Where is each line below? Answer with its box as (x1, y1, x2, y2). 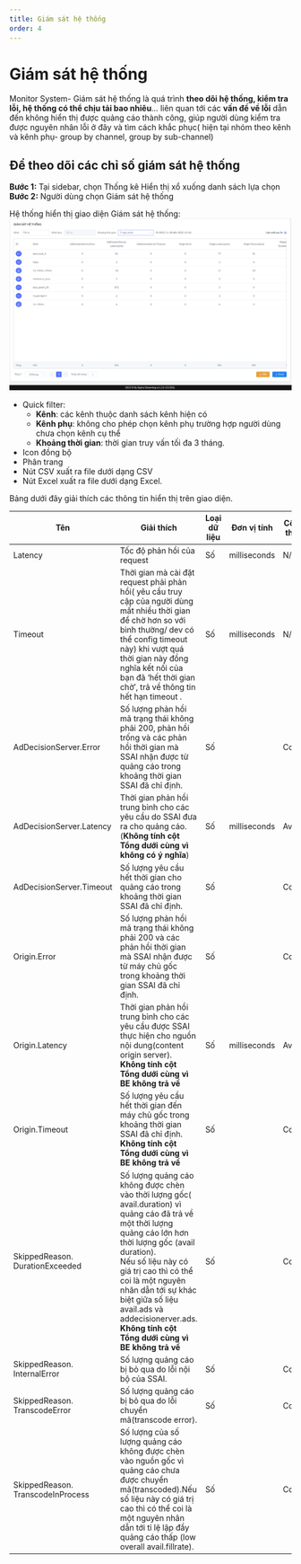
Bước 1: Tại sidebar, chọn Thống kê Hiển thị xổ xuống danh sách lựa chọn (9, 181, 280, 192)
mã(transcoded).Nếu (119, 1484, 197, 1495)
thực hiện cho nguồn (119, 1030, 197, 1041)
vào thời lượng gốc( (119, 1188, 193, 1199)
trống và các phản (119, 732, 187, 743)
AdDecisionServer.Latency (13, 821, 112, 832)
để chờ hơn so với (119, 614, 186, 625)
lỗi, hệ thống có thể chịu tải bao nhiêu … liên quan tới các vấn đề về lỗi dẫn (9, 103, 288, 114)
